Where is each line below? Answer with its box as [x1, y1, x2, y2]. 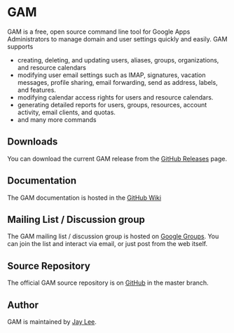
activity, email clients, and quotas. [17, 108, 116, 116]
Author [7, 299, 39, 311]
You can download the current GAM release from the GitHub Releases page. [7, 154, 228, 163]
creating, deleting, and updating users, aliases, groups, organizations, [17, 55, 219, 64]
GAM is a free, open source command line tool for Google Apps [7, 27, 191, 36]
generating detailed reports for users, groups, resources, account [17, 100, 207, 109]
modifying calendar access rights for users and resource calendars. [17, 93, 214, 102]
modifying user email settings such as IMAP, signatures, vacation [17, 71, 206, 79]
